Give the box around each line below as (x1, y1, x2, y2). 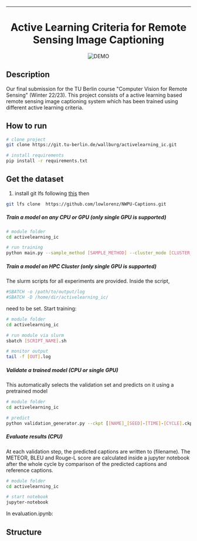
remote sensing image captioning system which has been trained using (6, 97, 178, 104)
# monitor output (6, 349, 49, 354)
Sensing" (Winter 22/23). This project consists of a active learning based (6, 92, 183, 99)
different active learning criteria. (6, 104, 84, 111)
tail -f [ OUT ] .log (6, 354, 51, 360)
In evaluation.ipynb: (6, 510, 54, 517)
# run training (6, 245, 43, 251)
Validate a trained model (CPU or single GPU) (6, 366, 118, 373)
